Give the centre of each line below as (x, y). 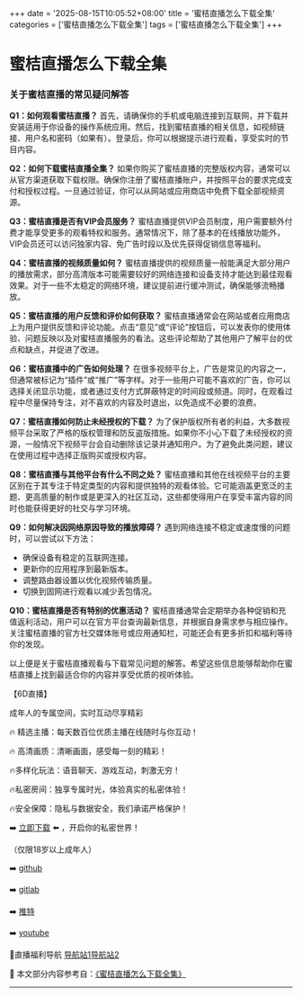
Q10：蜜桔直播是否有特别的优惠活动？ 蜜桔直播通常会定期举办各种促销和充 (148, 611)
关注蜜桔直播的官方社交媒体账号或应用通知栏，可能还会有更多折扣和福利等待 (151, 633)
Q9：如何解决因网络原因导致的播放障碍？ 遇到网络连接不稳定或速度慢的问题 (150, 527)
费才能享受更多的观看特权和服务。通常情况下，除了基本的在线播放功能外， (147, 233)
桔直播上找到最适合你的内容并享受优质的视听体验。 (104, 675)
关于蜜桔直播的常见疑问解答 (69, 94)
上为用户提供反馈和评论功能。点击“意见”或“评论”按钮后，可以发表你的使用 (146, 328)
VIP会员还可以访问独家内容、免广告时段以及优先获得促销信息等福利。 (138, 244)
